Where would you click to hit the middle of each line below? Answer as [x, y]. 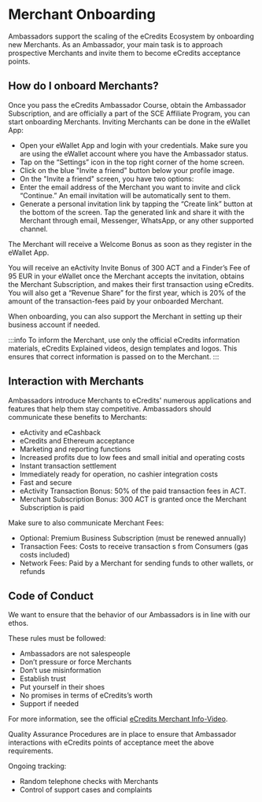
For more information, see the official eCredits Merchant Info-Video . [118, 719]
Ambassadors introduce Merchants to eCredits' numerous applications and [130, 400]
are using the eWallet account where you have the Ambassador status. [134, 153]
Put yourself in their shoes [62, 687]
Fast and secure [46, 482]
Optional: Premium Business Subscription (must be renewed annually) [133, 538]
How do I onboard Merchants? [83, 86]
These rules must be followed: [57, 638]
